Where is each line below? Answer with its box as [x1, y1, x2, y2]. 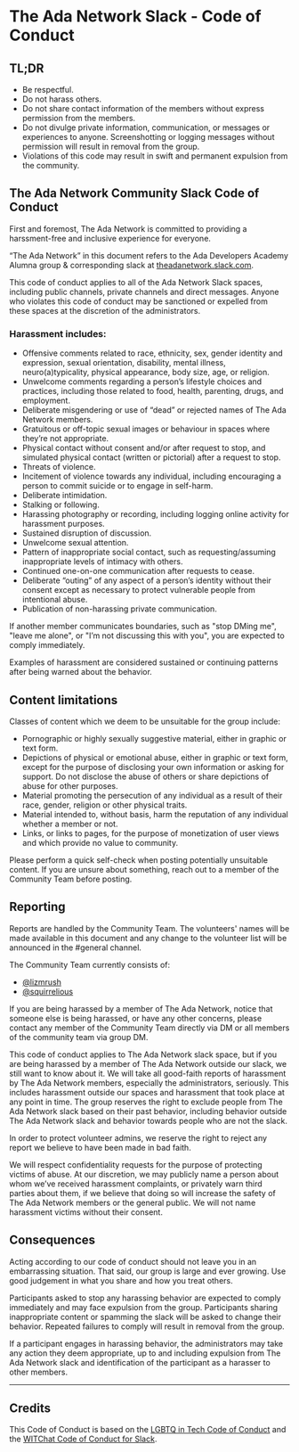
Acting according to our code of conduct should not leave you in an [9, 1256, 257, 1267]
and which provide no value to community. [21, 837, 179, 848]
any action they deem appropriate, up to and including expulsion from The [9, 1348, 281, 1358]
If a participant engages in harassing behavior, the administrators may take [9, 1338, 283, 1349]
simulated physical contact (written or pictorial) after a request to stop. [21, 452, 281, 463]
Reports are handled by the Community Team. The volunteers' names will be [9, 923, 290, 933]
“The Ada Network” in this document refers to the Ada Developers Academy [9, 250, 289, 260]
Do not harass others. [21, 94, 102, 104]
